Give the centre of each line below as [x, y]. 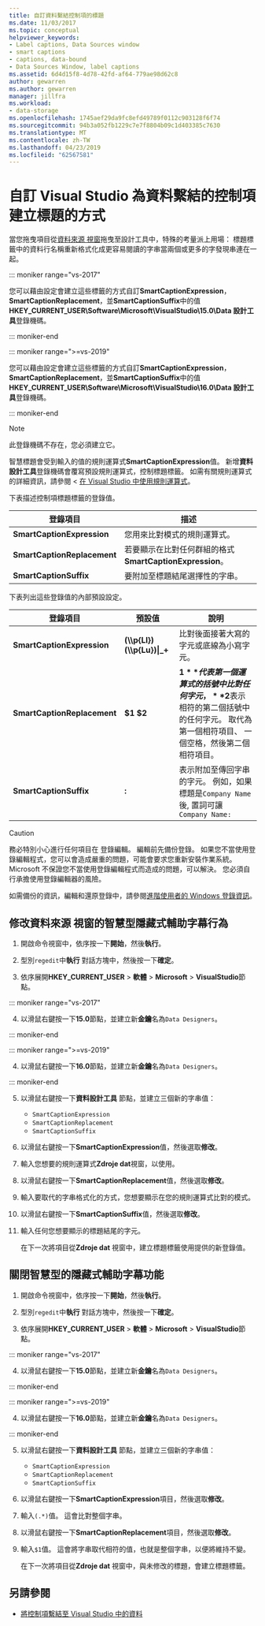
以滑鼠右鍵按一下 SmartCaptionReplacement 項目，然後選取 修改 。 [128, 1532]
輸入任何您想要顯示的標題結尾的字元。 [82, 1231]
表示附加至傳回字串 [215, 770]
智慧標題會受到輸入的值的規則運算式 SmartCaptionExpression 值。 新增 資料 [131, 461]
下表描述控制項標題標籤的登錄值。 [64, 498]
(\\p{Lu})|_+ [146, 650]
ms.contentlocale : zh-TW [50, 140]
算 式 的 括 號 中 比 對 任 [215, 684]
